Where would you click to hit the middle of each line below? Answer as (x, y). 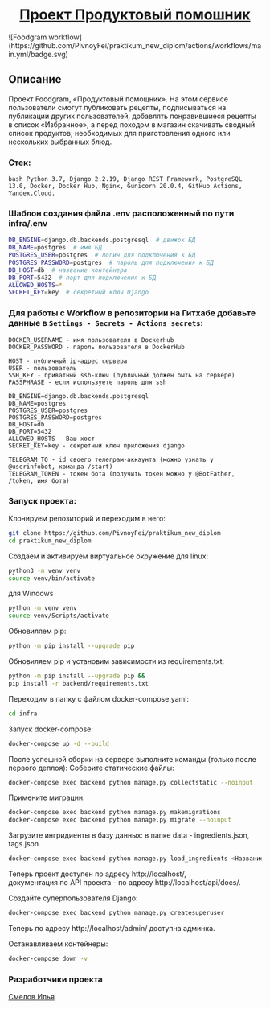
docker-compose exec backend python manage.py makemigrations (115, 813)
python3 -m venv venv (45, 570)
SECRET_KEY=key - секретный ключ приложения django (96, 445)
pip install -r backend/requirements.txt (79, 683)
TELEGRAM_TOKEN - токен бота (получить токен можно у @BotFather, (122, 474)
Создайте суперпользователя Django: (73, 898)
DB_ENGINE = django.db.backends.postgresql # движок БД (102, 240)
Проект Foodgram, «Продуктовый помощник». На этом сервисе (119, 99)
